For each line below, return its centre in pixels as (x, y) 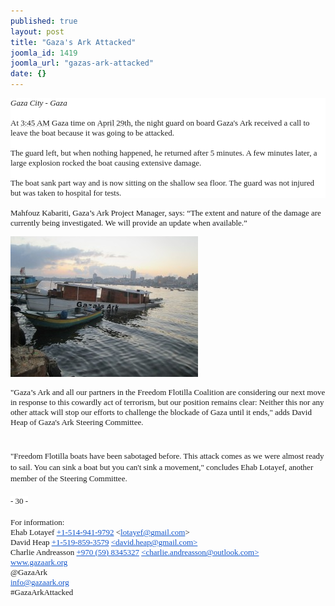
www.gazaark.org (39, 562)
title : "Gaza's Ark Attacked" (73, 42)
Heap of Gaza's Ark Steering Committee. (77, 422)
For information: (37, 522)
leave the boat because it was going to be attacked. (92, 133)
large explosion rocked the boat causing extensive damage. (106, 163)
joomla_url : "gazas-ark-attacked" (82, 63)
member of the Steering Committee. (69, 478)
